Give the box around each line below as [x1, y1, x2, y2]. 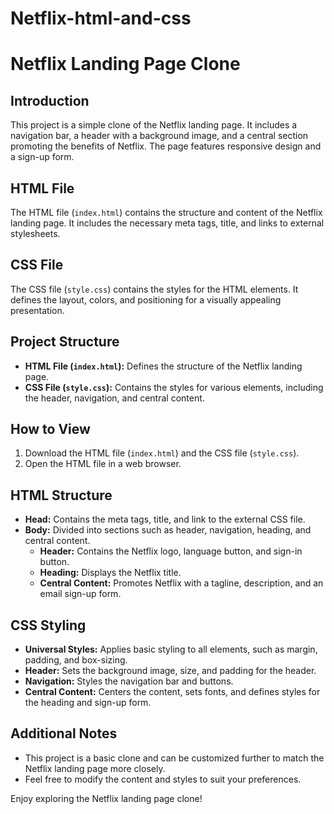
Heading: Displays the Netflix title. [39, 567, 182, 579]
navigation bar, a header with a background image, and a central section [10, 130, 309, 142]
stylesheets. [10, 228, 61, 239]
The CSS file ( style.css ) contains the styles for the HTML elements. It [10, 283, 299, 295]
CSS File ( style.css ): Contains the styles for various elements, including [24, 381, 324, 393]
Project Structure [10, 333, 120, 351]
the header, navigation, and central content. [24, 392, 205, 404]
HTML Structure [10, 487, 113, 504]
